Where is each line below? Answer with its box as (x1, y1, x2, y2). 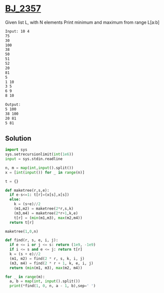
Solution (5, 134, 32, 142)
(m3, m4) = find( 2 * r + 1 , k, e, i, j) (9, 260, 94, 266)
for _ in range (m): (5, 274, 45, 279)
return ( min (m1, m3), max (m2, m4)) (9, 265, 83, 270)
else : (9, 197, 21, 202)
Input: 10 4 (5, 29, 30, 34)
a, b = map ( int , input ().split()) (9, 279, 80, 284)
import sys (5, 147, 28, 152)
